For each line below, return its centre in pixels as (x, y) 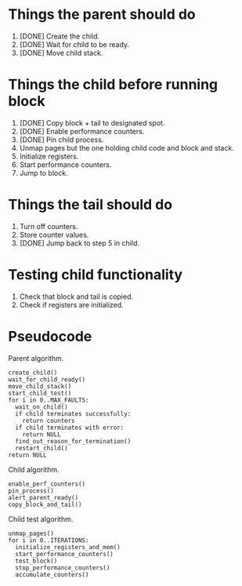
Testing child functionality (95, 275)
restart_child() (42, 448)
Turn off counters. (49, 226)
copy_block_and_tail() (45, 504)
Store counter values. (54, 235)
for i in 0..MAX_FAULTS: (49, 400)
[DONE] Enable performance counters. (82, 131)
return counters (49, 420)
